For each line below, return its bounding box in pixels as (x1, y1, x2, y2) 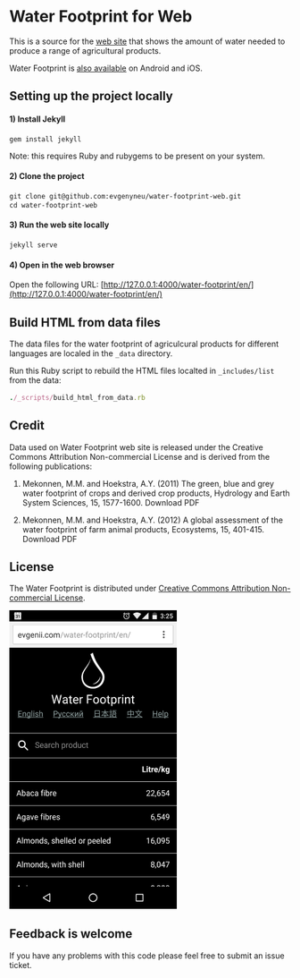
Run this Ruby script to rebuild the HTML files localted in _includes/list (9, 365, 275, 376)
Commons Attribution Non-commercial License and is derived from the (9, 451, 271, 462)
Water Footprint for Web (9, 6, 193, 27)
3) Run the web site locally (9, 219, 110, 230)
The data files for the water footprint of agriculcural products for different (9, 338, 279, 349)
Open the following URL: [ (9, 279, 104, 290)
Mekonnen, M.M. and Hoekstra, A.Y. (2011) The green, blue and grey (21, 478, 275, 489)
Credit (9, 418, 45, 433)
